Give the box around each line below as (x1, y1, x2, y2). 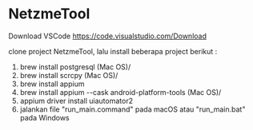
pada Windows (19, 112, 70, 122)
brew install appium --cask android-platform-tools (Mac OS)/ (19, 87, 222, 97)
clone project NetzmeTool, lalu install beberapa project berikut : (8, 46, 218, 56)
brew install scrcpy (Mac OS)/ (19, 70, 118, 80)
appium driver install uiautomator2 (19, 96, 134, 105)
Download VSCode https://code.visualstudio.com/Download (8, 31, 207, 41)
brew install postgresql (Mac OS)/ (19, 61, 131, 72)
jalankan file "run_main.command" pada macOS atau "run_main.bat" (19, 104, 246, 114)
